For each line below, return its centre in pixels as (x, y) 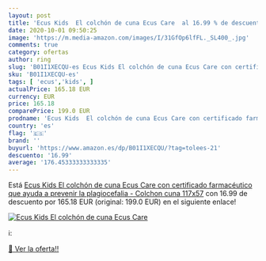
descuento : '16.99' (40, 155)
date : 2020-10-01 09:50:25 (53, 30)
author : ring (30, 60)
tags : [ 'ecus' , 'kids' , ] (51, 81)
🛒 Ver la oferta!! (34, 249)
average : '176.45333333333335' (60, 163)
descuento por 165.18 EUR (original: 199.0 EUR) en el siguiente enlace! (122, 202)
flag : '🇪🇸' (28, 133)
